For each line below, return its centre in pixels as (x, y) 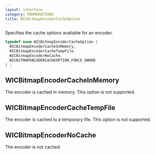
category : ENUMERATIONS (30, 14)
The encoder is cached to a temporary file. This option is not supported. (78, 119)
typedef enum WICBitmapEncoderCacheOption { (51, 42)
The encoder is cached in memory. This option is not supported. (70, 92)
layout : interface (24, 10)
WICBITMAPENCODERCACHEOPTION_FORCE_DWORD (53, 60)
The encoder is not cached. (33, 147)
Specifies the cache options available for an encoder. (59, 33)
